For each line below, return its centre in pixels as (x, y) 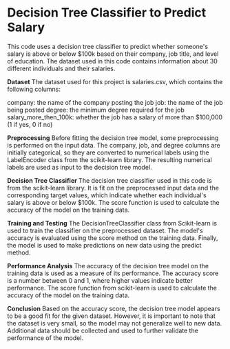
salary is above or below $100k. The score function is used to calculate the (113, 202)
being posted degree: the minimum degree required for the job (96, 110)
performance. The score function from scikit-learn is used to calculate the (112, 288)
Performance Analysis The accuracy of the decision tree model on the (108, 266)
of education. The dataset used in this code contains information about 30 (113, 61)
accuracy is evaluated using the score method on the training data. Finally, (113, 238)
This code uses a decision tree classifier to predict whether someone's (108, 46)
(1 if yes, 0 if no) (30, 124)
